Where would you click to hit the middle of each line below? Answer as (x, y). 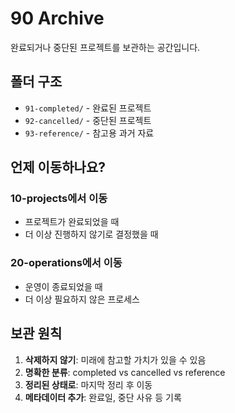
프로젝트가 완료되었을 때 (72, 222)
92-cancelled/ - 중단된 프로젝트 (88, 120)
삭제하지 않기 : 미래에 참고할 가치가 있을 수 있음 (115, 359)
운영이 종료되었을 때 (63, 286)
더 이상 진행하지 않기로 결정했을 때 (91, 234)
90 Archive (57, 18)
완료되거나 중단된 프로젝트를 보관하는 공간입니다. (105, 47)
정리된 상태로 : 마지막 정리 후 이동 (88, 384)
